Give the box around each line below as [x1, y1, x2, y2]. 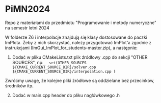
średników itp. [5, 82, 34, 89]
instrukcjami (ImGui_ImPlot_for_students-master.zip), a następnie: [5, 45, 138, 51]
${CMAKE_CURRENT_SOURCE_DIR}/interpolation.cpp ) [12, 69, 116, 74]
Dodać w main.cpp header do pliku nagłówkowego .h [12, 92, 120, 98]
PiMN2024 [5, 3, 50, 15]
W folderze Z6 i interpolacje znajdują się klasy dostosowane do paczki [5, 34, 147, 40]
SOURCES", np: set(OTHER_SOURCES [12, 59, 87, 65]
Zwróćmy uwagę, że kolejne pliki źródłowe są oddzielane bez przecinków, [5, 77, 155, 83]
